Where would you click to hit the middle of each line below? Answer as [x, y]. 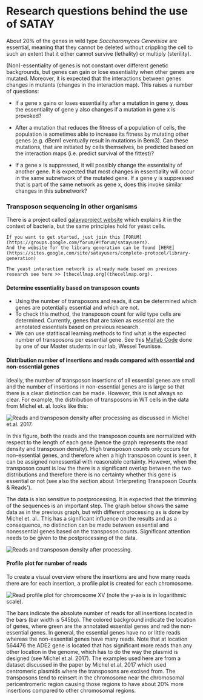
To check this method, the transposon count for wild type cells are [98, 314]
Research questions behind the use [97, 11]
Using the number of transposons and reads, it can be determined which [106, 301]
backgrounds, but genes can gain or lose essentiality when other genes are [101, 72]
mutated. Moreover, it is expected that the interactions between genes [94, 78]
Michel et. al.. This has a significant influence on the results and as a [92, 518]
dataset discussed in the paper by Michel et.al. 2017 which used [86, 664]
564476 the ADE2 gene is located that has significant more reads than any [99, 645]
